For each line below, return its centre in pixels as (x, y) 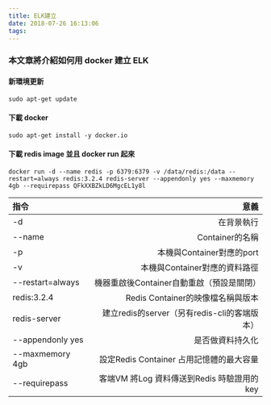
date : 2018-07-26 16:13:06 (54, 23)
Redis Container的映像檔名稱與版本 (192, 298)
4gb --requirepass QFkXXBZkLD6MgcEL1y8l (77, 186)
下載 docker (28, 118)
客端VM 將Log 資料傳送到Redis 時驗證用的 (179, 378)
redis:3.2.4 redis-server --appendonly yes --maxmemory (158, 178)
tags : (17, 31)
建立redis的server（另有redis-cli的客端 (176, 313)
